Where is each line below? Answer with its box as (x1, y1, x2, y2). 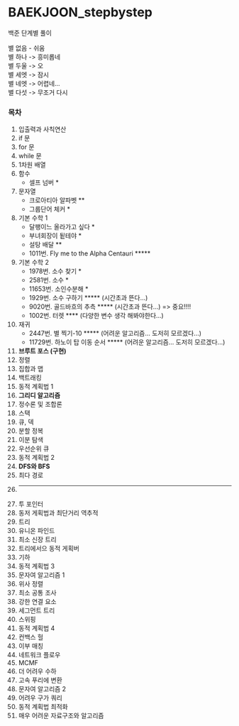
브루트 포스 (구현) (18, 347, 67, 356)
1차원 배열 (18, 160, 46, 169)
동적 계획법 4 (18, 624, 55, 632)
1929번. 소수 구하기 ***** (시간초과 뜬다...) (28, 294, 148, 302)
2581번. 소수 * (28, 276, 70, 285)
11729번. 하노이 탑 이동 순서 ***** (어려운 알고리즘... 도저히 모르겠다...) (28, 338, 226, 346)
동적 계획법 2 (18, 453, 55, 462)
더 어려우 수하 (18, 667, 57, 676)
